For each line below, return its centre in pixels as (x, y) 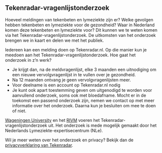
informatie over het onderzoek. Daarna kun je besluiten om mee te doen (84, 105)
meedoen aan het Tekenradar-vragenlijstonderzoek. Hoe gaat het (70, 55)
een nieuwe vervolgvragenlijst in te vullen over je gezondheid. (74, 74)
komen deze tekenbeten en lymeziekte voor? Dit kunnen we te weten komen (81, 30)
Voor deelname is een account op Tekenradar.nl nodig (66, 85)
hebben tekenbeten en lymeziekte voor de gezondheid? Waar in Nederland (80, 25)
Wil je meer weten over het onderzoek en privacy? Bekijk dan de (69, 140)
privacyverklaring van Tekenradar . (39, 145)
